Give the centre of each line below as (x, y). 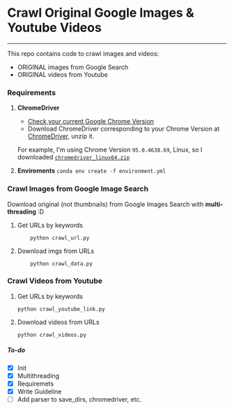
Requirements (32, 92)
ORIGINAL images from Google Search (73, 67)
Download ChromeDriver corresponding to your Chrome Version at (124, 129)
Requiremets (36, 383)
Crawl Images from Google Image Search (78, 189)
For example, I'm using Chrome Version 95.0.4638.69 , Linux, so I (110, 150)
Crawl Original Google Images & (101, 13)
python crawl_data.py (61, 263)
